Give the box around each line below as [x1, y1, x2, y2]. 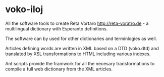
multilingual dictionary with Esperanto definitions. [5, 25, 108, 31]
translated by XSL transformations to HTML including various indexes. [5, 51, 151, 57]
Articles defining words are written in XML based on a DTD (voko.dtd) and [5, 45, 159, 51]
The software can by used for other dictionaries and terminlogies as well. [5, 35, 157, 42]
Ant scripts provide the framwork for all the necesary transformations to [5, 60, 155, 66]
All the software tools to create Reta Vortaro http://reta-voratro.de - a [5, 20, 149, 26]
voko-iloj [5, 4, 43, 15]
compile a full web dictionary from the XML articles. [5, 66, 113, 72]
